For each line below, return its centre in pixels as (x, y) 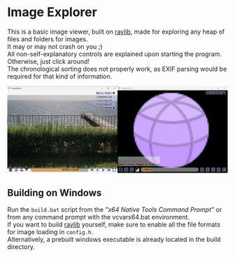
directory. (21, 247)
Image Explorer (52, 12)
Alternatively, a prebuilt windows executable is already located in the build (114, 240)
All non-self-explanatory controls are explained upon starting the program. (115, 54)
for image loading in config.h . (50, 232)
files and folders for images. (48, 39)
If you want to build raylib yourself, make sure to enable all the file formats (114, 224)
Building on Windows (55, 192)
